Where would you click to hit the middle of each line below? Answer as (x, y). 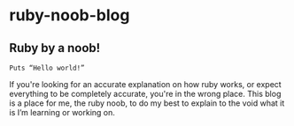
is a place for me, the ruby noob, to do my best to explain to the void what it (147, 103)
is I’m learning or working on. (62, 112)
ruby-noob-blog (70, 15)
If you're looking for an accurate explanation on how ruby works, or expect (145, 84)
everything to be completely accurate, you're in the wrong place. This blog (145, 94)
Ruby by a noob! (55, 48)
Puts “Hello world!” (47, 68)
